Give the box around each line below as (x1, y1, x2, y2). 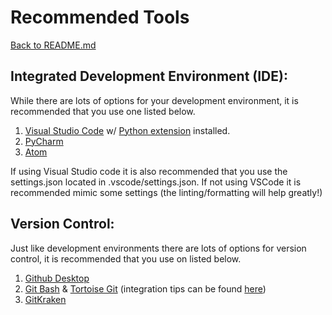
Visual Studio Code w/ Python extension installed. (24, 124, 231, 136)
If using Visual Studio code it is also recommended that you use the (10, 165, 288, 177)
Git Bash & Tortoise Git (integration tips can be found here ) (24, 282, 267, 295)
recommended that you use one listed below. (10, 105, 196, 117)
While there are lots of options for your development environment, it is (10, 94, 299, 106)
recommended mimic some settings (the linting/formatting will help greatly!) (10, 186, 323, 198)
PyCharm (24, 135, 64, 147)
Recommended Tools (10, 6, 190, 29)
